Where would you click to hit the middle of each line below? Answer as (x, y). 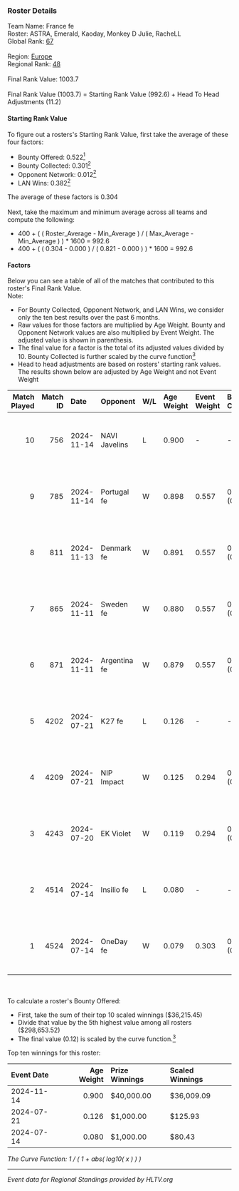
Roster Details (32, 11)
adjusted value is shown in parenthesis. (75, 340)
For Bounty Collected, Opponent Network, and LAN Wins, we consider (121, 310)
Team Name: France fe (41, 26)
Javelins (115, 445)
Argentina (117, 660)
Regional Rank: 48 (34, 64)
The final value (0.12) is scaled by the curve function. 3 (97, 1038)
